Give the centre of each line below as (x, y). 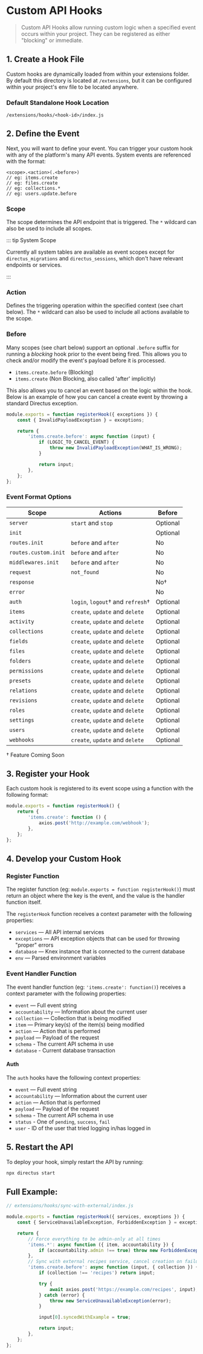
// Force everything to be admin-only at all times (95, 1239)
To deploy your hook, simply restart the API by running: (75, 1162)
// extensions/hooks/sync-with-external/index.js (70, 1206)
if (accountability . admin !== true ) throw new (98, 1250)
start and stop (92, 523)
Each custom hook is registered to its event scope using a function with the (100, 788)
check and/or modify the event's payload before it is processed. (86, 360)
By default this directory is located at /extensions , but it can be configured (99, 80)
